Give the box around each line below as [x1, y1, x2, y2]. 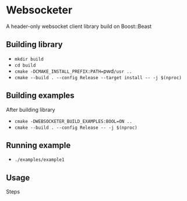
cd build [14, 62, 36, 68]
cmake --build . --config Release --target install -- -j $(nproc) [14, 75, 182, 80]
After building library [6, 106, 55, 113]
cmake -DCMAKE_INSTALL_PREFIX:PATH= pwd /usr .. [14, 68, 132, 75]
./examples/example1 [14, 157, 65, 163]
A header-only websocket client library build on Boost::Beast [6, 23, 152, 30]
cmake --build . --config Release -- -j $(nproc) [14, 125, 138, 131]
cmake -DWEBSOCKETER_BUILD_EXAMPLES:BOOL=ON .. [14, 118, 132, 124]
